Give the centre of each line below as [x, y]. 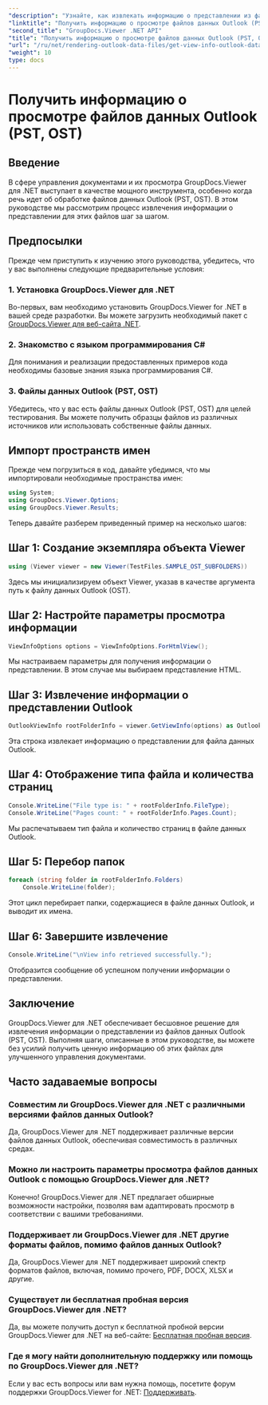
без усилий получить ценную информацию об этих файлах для [116, 1048]
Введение [34, 163]
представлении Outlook [71, 707]
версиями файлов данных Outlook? [81, 1114]
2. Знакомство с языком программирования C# [107, 344]
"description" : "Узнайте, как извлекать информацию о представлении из [130, 16]
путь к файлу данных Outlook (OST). [69, 590]
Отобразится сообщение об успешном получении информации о [119, 970]
